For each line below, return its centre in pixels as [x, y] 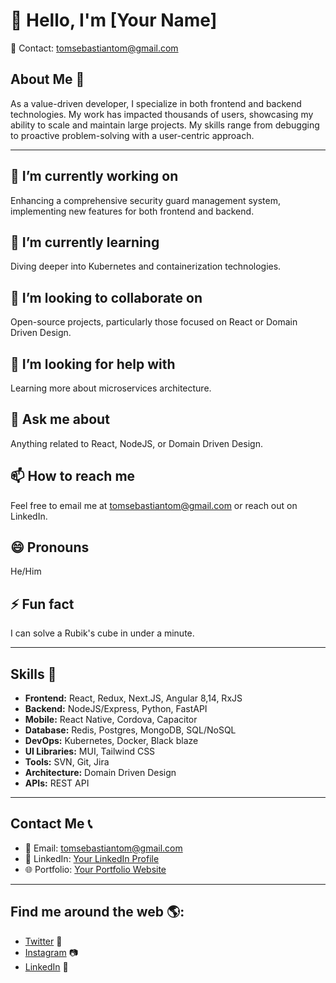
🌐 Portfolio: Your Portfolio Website [95, 869]
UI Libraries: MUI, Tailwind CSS [90, 751]
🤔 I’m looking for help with [93, 364]
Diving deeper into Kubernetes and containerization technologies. [146, 266]
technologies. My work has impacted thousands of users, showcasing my [162, 114]
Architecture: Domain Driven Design [100, 773]
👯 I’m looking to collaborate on [106, 297]
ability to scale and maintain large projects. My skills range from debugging [165, 125]
